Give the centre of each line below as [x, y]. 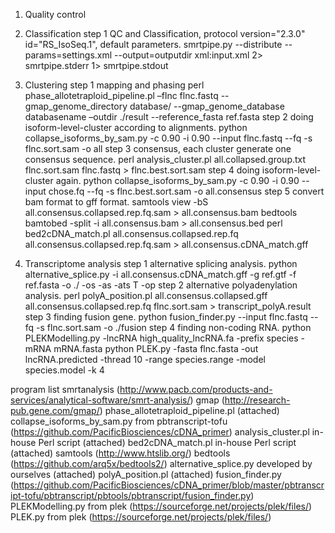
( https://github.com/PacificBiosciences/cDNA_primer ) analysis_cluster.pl [160, 432]
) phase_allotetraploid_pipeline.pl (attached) [189, 410]
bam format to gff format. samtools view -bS [116, 202]
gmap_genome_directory [76, 106]
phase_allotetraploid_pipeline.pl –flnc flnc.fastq [121, 95]
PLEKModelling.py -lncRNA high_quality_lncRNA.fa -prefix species [161, 338]
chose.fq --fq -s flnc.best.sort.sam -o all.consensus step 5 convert [186, 191]
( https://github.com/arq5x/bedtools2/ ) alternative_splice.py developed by [161, 463]
